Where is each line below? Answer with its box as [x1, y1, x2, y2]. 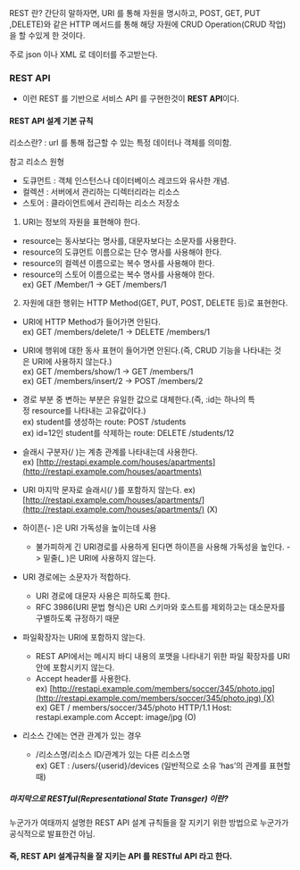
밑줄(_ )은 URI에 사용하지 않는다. [43, 552, 156, 563]
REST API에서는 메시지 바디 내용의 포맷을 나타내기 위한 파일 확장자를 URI [35, 650, 290, 661]
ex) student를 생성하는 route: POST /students [21, 416, 187, 427]
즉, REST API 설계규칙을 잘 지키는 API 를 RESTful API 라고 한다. [9, 851, 233, 862]
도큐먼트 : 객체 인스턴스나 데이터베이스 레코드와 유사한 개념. [21, 175, 230, 186]
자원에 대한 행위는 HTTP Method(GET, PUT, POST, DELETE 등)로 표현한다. [21, 297, 288, 308]
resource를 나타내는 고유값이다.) [31, 405, 146, 415]
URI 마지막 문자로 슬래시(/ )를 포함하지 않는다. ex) [21, 484, 196, 495]
